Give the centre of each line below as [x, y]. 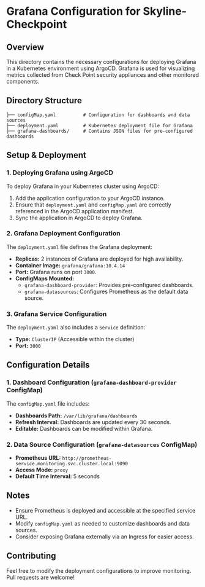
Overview [25, 47]
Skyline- [165, 11]
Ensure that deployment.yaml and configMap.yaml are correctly [93, 205]
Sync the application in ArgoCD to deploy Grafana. [79, 218]
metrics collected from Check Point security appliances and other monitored [103, 75]
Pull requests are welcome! [40, 577]
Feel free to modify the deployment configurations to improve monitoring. [99, 570]
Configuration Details [48, 365]
